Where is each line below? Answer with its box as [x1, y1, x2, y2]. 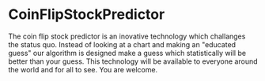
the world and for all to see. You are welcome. [8, 64, 158, 74]
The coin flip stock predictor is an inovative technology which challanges [8, 31, 246, 41]
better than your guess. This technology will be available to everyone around [8, 57, 259, 66]
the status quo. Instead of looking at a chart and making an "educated [8, 39, 236, 49]
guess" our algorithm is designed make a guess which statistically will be [8, 48, 247, 57]
